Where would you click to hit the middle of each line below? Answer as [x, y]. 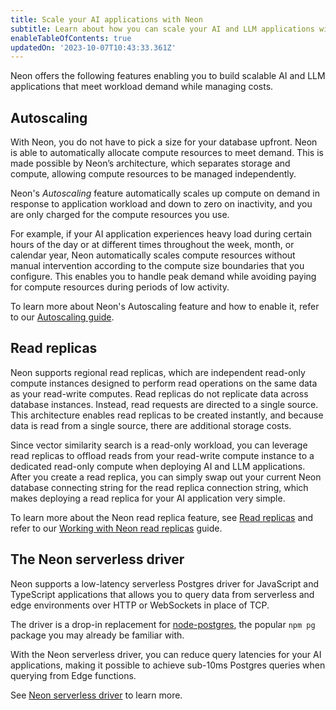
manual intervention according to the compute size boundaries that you [157, 266]
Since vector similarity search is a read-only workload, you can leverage [159, 445]
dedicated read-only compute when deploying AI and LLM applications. [158, 466]
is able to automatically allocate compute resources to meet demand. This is [167, 153]
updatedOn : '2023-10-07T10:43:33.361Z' [93, 47]
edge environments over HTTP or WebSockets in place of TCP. [140, 605]
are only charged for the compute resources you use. [120, 215]
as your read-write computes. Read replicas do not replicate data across [159, 393]
